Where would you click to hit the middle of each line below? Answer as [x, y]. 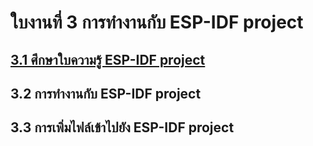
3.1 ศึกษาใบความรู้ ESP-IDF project [108, 59]
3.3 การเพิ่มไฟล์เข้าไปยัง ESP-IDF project [122, 127]
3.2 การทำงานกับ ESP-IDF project [106, 93]
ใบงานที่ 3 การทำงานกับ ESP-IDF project [157, 22]
